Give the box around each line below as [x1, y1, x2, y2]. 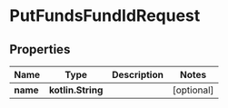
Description [112, 69, 164, 81]
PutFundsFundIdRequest [9, 5, 201, 26]
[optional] [172, 83, 214, 96]
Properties [9, 42, 71, 57]
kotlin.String [48, 83, 104, 96]
